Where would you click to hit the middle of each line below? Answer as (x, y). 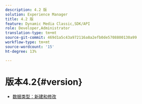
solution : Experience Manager (37, 14)
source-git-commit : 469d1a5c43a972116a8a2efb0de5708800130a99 (71, 38)
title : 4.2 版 (19, 19)
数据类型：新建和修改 (34, 97)
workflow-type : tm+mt (28, 42)
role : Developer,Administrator (38, 28)
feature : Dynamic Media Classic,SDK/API (48, 24)
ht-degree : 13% (21, 51)
